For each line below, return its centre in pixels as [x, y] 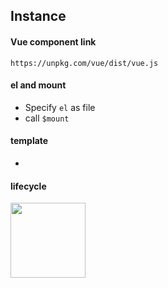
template [29, 141]
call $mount [47, 118]
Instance [38, 16]
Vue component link [53, 41]
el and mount [38, 85]
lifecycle [28, 186]
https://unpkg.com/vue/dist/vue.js [84, 63]
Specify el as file [60, 107]
